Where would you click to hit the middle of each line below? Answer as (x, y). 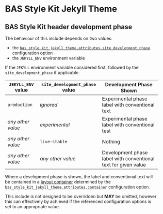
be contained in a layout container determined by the (58, 182)
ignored (49, 105)
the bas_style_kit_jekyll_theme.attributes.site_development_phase (81, 48)
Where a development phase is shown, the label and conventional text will (79, 177)
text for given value (124, 165)
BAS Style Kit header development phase (69, 27)
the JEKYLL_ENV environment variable (49, 58)
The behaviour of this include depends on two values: (59, 38)
